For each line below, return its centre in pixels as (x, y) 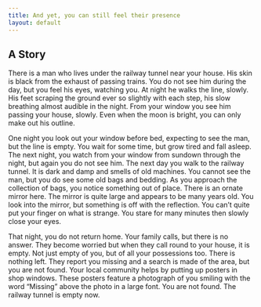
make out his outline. (42, 123)
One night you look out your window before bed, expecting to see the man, (129, 139)
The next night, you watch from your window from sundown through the (125, 155)
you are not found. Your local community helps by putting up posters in (123, 270)
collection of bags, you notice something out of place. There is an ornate (125, 188)
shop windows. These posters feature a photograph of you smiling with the (129, 278)
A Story (27, 54)
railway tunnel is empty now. (54, 295)
